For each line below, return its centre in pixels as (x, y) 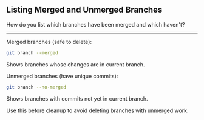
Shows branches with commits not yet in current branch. (77, 98)
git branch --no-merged (36, 87)
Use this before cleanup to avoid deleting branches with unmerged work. (97, 110)
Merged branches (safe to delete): (49, 42)
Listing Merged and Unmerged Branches (84, 10)
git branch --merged (32, 53)
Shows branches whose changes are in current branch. (76, 64)
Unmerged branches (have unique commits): (62, 76)
